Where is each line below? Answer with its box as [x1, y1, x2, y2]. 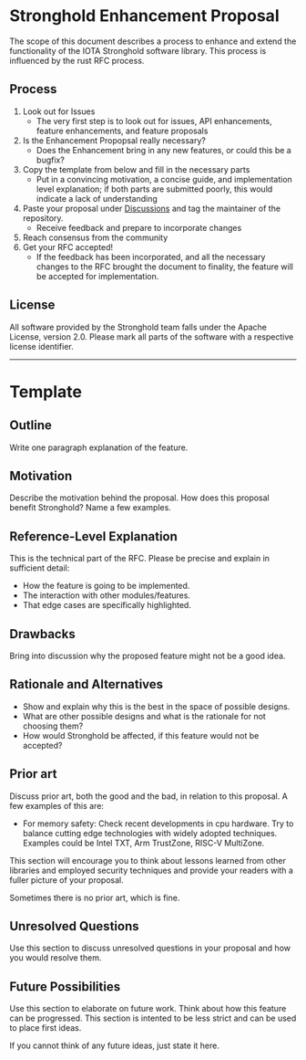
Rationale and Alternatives [9, 677, 164, 692]
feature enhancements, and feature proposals [36, 125, 209, 136]
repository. [22, 212, 64, 224]
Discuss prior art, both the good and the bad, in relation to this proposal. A [9, 791, 289, 802]
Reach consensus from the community [22, 232, 168, 243]
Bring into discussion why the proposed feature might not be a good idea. [9, 650, 286, 661]
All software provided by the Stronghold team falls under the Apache [9, 321, 267, 332]
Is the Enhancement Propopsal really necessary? [22, 134, 207, 146]
